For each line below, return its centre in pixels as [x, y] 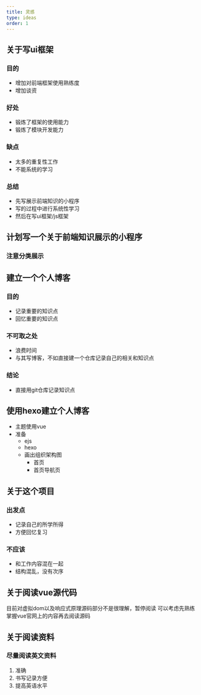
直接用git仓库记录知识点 [45, 390]
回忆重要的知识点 [37, 318]
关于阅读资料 [30, 637]
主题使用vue [31, 427]
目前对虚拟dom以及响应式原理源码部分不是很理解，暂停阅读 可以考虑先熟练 [101, 608]
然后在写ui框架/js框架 [42, 216]
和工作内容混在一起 [39, 564]
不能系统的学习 [34, 169]
